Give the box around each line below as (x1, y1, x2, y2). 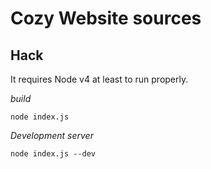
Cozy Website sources (10, 7, 202, 30)
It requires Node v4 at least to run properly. (10, 73, 189, 85)
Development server (10, 130, 94, 141)
